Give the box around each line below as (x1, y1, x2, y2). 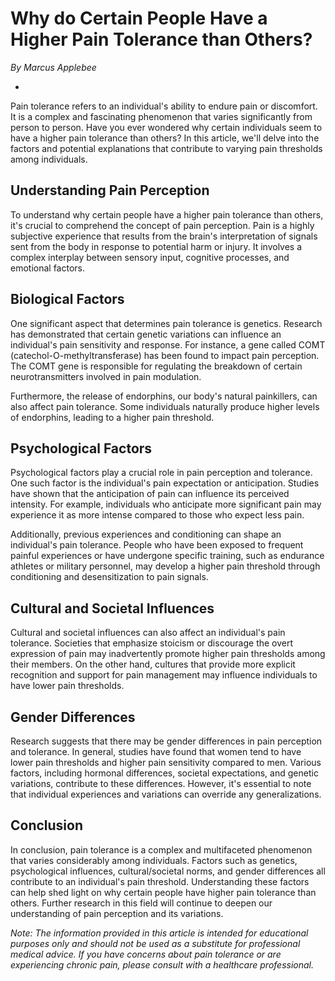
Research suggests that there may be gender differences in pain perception (10, 735, 323, 747)
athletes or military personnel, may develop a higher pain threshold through (10, 560, 321, 572)
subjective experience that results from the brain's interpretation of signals (10, 230, 318, 242)
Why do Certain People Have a (10, 7, 268, 30)
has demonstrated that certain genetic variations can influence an (10, 328, 282, 340)
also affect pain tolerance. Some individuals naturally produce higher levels (10, 400, 320, 412)
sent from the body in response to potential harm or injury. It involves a (10, 240, 303, 252)
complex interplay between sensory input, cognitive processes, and (10, 251, 290, 263)
